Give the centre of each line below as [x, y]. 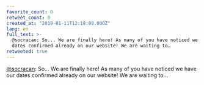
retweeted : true [27, 52]
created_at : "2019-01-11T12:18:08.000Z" [59, 23]
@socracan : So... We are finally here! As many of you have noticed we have [101, 69]
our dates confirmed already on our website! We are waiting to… [87, 75]
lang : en [17, 29]
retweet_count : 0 [28, 18]
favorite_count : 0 [30, 12]
